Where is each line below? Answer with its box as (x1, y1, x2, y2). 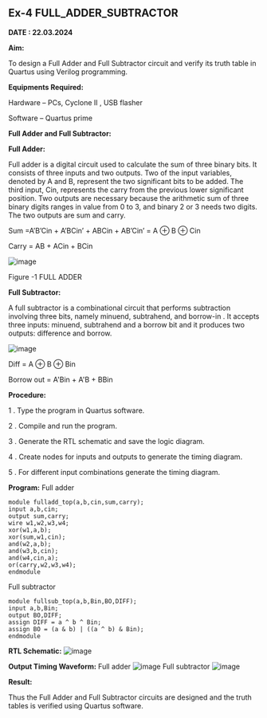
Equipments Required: (8, 82, 84, 92)
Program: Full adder (8, 482, 75, 492)
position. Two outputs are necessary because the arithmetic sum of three (8, 193, 249, 202)
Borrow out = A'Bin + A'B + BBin (8, 375, 113, 384)
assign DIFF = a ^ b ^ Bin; (8, 618, 102, 626)
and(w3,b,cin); (8, 547, 59, 555)
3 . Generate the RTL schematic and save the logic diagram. (8, 436, 205, 445)
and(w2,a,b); (8, 539, 52, 548)
